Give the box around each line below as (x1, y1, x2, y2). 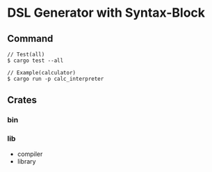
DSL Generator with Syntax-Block (7, 5, 206, 21)
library (17, 157, 36, 165)
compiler (17, 150, 43, 158)
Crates (7, 94, 37, 106)
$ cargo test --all (7, 57, 64, 64)
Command (7, 33, 54, 45)
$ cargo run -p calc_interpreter (7, 75, 104, 82)
